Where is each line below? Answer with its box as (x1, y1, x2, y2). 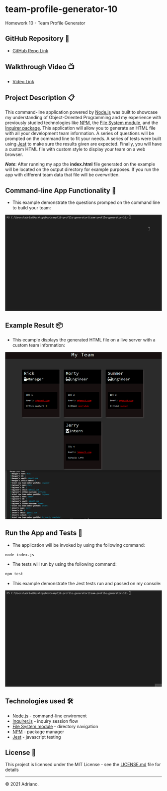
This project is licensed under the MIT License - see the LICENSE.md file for (5, 762, 161, 768)
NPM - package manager (12, 729, 65, 735)
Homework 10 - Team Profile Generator (5, 20, 85, 26)
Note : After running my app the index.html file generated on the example (5, 161, 156, 167)
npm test (5, 572, 23, 577)
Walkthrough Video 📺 (5, 63, 75, 71)
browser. (5, 152, 23, 158)
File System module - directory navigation (12, 723, 98, 729)
